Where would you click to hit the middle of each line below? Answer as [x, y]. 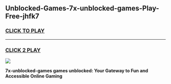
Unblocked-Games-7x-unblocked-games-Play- [82, 8]
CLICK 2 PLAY [23, 50]
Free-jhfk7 [22, 17]
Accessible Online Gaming [34, 76]
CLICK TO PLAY [25, 31]
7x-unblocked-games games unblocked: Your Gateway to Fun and [77, 70]
